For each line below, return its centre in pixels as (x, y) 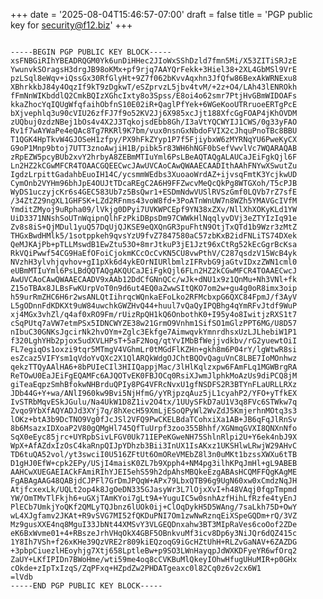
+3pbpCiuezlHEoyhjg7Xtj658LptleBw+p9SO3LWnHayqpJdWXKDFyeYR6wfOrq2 (154, 551)
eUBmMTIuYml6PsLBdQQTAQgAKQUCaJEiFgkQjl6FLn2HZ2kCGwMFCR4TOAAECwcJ (154, 271)
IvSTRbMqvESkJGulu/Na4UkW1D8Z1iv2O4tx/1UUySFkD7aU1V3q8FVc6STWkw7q (154, 402)
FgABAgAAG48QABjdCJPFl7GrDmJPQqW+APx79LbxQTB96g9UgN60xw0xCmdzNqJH (154, 481)
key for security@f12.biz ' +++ (71, 25)
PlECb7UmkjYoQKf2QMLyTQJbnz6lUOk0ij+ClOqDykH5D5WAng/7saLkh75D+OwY (154, 507)
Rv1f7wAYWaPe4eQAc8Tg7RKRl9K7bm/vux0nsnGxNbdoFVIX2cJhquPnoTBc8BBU (154, 131)
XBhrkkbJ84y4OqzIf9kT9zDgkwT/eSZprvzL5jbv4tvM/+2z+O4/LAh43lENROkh (154, 87)
